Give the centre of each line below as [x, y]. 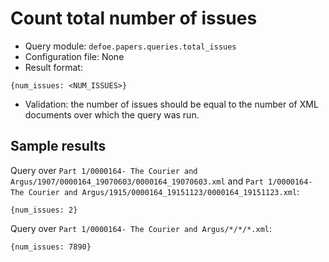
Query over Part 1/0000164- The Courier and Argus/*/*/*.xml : [141, 228]
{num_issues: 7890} [51, 247]
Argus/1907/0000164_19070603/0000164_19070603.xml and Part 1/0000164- [161, 181]
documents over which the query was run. [112, 114]
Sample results [58, 146]
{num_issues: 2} [44, 210]
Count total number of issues [134, 18]
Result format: [53, 67]
